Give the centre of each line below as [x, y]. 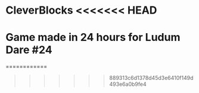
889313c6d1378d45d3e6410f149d [152, 78]
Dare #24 [29, 50]
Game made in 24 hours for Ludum [93, 38]
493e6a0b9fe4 [128, 84]
